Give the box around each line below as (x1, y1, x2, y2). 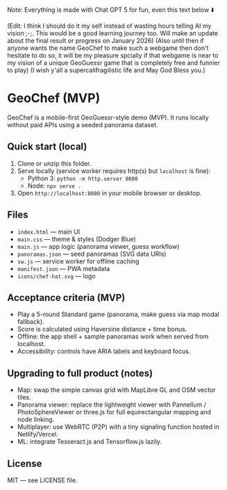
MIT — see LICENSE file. (7, 476, 78, 484)
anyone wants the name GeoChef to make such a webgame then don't (7, 44, 209, 52)
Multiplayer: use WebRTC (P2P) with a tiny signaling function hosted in (17, 423, 220, 431)
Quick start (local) (7, 141, 87, 153)
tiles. (17, 393, 31, 402)
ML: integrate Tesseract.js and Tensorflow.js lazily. (17, 437, 162, 446)
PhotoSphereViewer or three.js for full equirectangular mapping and (17, 408, 212, 416)
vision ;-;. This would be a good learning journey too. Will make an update (7, 29, 219, 37)
